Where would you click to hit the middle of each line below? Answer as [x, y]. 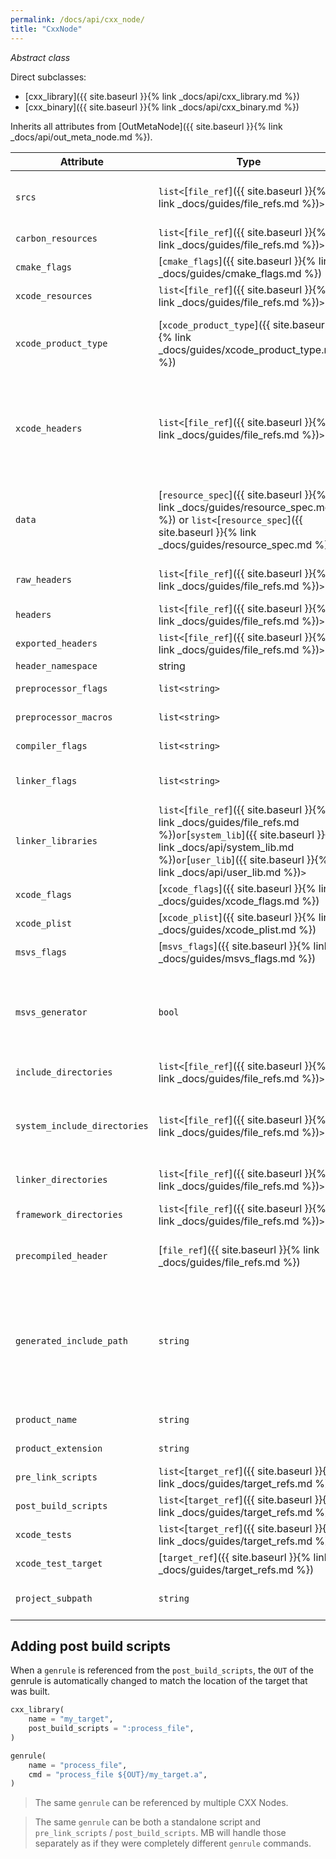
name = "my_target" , [71, 1719]
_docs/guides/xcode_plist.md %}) [237, 929]
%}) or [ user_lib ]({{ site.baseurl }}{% [243, 859]
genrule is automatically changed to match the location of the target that [159, 1681]
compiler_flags [51, 745]
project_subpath [54, 1598]
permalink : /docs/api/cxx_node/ [77, 19]
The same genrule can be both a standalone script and [148, 1822]
